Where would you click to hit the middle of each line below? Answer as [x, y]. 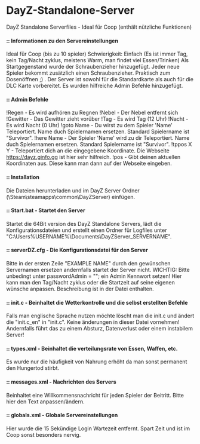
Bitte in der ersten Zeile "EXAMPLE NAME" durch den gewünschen [89, 263]
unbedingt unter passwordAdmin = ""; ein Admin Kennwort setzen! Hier [94, 276]
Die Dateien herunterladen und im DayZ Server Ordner [73, 190]
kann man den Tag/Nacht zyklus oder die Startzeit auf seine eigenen [90, 282]
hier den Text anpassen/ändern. [45, 402]
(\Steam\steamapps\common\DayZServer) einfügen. [71, 197]
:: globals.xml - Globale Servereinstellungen [62, 415]
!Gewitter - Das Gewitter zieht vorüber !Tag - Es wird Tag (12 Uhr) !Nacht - [97, 119]
